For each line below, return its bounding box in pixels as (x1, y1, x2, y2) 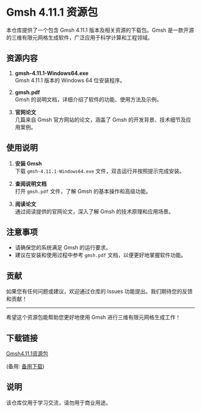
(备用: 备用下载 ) (6, 363, 45, 369)
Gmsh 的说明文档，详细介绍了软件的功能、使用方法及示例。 (14, 95, 163, 103)
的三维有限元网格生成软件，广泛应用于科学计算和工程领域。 (6, 34, 153, 41)
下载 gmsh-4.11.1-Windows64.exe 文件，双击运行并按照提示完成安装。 (14, 167, 185, 175)
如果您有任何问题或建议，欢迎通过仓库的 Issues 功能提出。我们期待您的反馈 (6, 288, 193, 295)
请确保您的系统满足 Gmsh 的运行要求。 (14, 244, 112, 251)
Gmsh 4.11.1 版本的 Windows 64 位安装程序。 (14, 76, 126, 84)
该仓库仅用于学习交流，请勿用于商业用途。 (6, 399, 111, 406)
